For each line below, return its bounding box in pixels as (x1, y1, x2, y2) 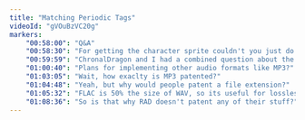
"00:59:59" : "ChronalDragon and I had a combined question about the (25, 55, 295, 64)
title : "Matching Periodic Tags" (9, 13, 136, 23)
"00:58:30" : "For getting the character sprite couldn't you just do (25, 47, 295, 56)
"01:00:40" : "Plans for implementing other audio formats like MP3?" (25, 64, 295, 73)
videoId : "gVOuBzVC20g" (9, 22, 100, 31)
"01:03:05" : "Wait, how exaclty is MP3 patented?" (25, 72, 221, 81)
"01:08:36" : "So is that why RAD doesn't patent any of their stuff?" (25, 97, 299, 106)
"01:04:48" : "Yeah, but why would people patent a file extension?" (25, 80, 290, 89)
